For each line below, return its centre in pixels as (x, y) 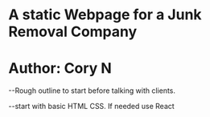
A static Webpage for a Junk (105, 15)
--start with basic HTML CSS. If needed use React (91, 107)
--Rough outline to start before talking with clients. (92, 91)
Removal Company (73, 32)
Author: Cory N (60, 69)
